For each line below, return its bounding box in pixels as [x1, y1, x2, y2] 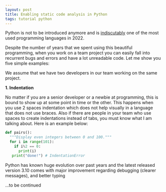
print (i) [18, 149, 37, 154]
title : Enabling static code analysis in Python [5, 12, 108, 17]
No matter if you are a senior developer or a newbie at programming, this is [5, 94, 159, 100]
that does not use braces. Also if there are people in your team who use [5, 110, 152, 116]
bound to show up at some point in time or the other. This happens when [5, 100, 154, 106]
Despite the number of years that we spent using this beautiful [5, 45, 133, 51]
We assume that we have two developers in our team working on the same [5, 70, 158, 76]
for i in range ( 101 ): [9, 139, 55, 145]
